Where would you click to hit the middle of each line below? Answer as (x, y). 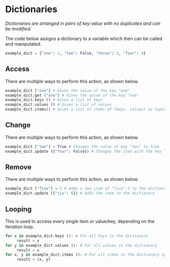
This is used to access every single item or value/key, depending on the (80, 221)
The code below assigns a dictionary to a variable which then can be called (84, 39)
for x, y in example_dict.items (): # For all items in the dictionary (82, 255)
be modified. (18, 28)
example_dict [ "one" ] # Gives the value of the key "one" (68, 90)
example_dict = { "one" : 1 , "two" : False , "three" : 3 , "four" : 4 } (76, 53)
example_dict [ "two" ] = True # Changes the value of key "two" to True (82, 146)
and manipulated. (23, 44)
